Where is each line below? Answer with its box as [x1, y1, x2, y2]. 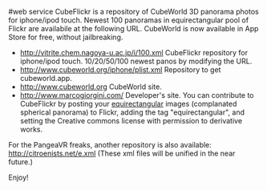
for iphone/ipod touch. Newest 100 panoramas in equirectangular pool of [8, 15, 249, 25]
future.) [8, 157, 34, 167]
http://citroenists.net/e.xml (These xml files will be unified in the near [8, 148, 236, 158]
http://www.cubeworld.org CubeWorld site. [19, 82, 162, 91]
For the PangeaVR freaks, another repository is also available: [8, 140, 212, 149]
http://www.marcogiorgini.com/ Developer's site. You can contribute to [19, 91, 254, 99]
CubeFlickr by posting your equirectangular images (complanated [19, 99, 237, 108]
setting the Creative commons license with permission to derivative [19, 116, 243, 125]
